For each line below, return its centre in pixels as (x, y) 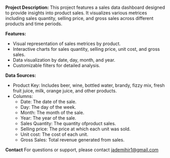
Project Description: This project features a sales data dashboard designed (85, 7)
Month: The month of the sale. (52, 113)
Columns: (23, 96)
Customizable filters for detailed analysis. (56, 65)
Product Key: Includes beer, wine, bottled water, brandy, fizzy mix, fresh (89, 85)
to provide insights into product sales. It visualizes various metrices (76, 13)
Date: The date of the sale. (48, 102)
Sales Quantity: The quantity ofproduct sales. (68, 123)
